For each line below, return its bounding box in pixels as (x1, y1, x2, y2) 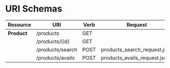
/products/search (36, 46, 77, 53)
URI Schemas (5, 3, 62, 15)
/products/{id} (36, 38, 70, 45)
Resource (8, 21, 31, 28)
